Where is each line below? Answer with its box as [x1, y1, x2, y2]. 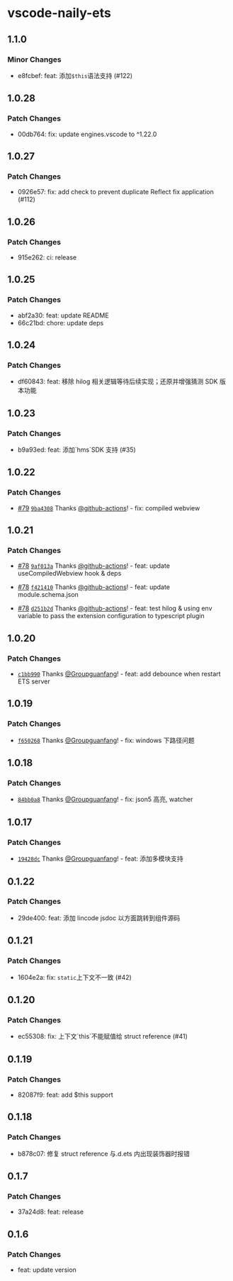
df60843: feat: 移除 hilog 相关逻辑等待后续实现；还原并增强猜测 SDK [17, 377, 218, 386]
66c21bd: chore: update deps [17, 318, 104, 327]
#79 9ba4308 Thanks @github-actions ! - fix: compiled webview [17, 503, 200, 512]
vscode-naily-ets [7, 5, 111, 21]
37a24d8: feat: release [17, 1207, 84, 1216]
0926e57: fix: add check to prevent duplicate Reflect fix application [17, 188, 214, 196]
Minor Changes [7, 55, 62, 65]
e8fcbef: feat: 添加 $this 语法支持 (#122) [17, 71, 133, 79]
